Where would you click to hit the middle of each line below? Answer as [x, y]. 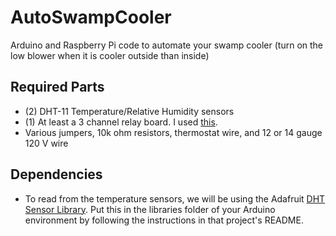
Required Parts [57, 87]
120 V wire [46, 143]
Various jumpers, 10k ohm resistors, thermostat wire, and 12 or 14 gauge [173, 132]
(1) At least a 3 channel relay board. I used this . [121, 122]
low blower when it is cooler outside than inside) [110, 55]
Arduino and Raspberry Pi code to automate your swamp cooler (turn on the [167, 45]
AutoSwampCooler [91, 17]
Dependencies [56, 174]
